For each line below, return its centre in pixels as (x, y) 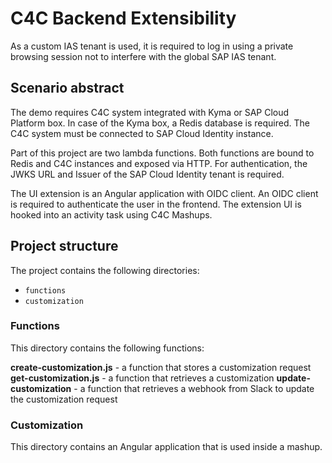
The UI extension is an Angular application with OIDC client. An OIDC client (164, 193)
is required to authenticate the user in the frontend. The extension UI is (156, 204)
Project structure (64, 246)
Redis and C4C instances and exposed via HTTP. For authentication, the (159, 163)
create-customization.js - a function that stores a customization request (161, 367)
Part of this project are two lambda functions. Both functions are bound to (162, 153)
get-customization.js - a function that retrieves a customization (142, 378)
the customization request (64, 399)
